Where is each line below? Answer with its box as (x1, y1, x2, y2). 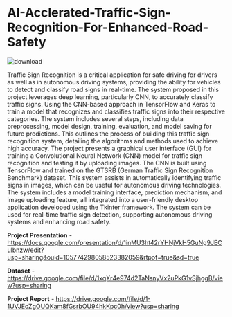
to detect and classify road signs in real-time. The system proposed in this (7, 85, 220, 93)
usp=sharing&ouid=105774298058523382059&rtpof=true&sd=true (7, 253, 199, 261)
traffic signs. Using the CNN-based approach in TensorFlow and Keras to (7, 100, 216, 108)
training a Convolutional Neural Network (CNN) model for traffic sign (7, 151, 203, 160)
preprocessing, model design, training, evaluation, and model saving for (7, 122, 213, 130)
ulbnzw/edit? (7, 246, 44, 254)
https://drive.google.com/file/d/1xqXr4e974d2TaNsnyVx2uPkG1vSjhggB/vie (7, 273, 224, 282)
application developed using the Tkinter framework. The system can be (7, 203, 211, 211)
